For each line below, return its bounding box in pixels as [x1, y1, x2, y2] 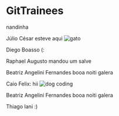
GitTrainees [6, 4, 64, 18]
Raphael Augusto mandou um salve [6, 57, 92, 64]
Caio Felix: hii [6, 80, 39, 87]
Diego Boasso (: [6, 46, 45, 53]
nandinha [6, 23, 29, 30]
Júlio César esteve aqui [6, 35, 63, 42]
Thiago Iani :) [6, 103, 38, 110]
